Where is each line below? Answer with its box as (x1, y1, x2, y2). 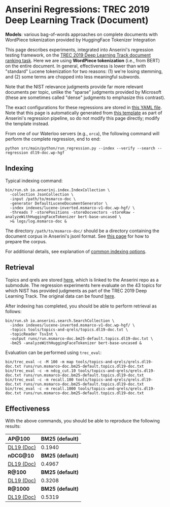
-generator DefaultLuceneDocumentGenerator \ (10, 200, 108, 206)
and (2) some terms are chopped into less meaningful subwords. (5, 73, 141, 80)
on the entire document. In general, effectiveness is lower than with (5, 63, 146, 69)
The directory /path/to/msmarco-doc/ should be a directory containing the (5, 227, 160, 234)
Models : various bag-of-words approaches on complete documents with (5, 31, 158, 37)
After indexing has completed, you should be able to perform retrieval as (5, 302, 157, 309)
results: (5, 423, 21, 429)
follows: (5, 308, 22, 314)
